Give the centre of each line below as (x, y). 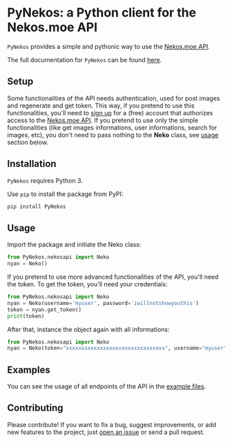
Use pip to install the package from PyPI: (65, 194)
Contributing (35, 408)
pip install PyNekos (37, 206)
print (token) (26, 316)
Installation (32, 164)
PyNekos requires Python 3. (45, 180)
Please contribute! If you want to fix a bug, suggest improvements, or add (112, 424)
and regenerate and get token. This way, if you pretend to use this (101, 106)
